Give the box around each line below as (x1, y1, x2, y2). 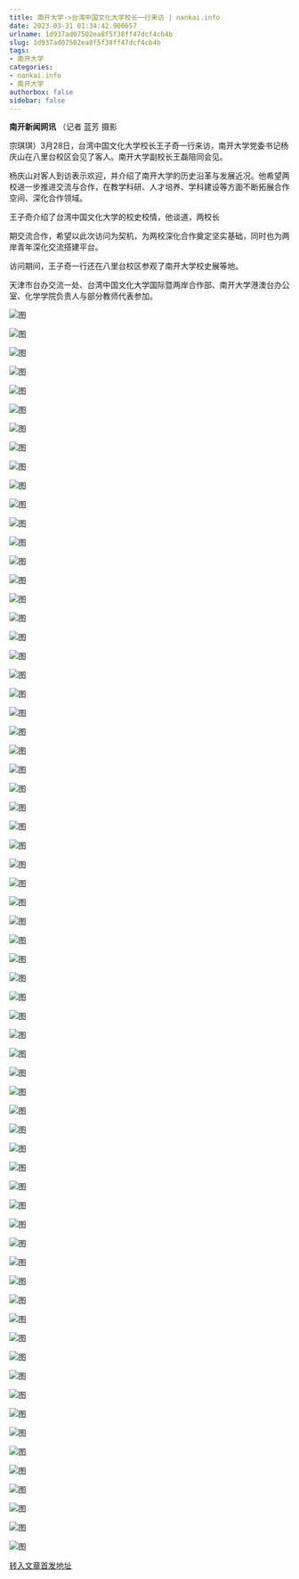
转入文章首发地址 (9, 1560, 72, 1571)
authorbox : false (9, 87, 74, 96)
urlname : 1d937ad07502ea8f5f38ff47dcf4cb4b (9, 29, 174, 38)
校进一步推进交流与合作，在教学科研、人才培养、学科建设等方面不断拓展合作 (9, 182, 290, 193)
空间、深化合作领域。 (9, 193, 87, 203)
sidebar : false (9, 95, 66, 105)
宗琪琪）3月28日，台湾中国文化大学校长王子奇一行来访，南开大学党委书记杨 (9, 140, 289, 152)
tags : (9, 46, 29, 55)
